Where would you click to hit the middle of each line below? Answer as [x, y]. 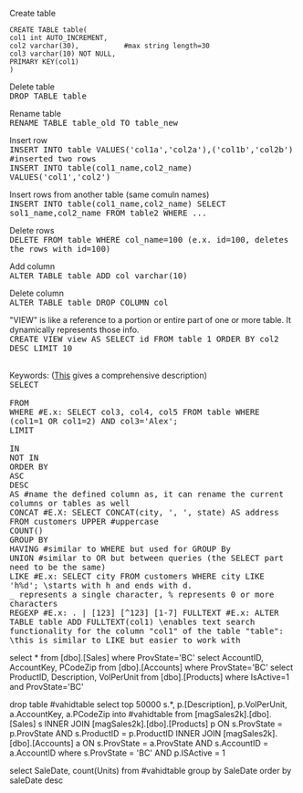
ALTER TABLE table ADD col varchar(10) [99, 276]
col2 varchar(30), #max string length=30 [110, 46]
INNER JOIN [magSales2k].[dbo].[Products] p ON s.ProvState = [163, 724]
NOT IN [24, 458]
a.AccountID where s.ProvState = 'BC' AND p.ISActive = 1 [118, 753]
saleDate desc [37, 780]
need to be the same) [58, 567]
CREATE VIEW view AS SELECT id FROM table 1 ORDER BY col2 [145, 339]
